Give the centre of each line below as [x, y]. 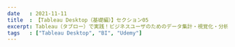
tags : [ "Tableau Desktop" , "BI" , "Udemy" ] [74, 33]
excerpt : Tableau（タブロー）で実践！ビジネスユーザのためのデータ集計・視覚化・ [113, 26]
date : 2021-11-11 [37, 13]
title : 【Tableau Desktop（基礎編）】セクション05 [78, 20]
